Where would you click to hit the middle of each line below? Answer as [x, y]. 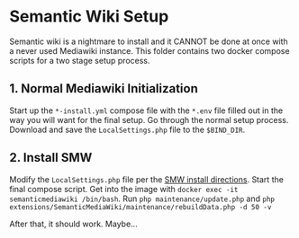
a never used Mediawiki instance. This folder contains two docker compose [149, 50]
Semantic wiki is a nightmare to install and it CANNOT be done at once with [149, 41]
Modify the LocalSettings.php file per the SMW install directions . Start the [146, 179]
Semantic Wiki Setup [89, 17]
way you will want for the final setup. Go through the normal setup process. [149, 119]
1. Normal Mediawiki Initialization [104, 88]
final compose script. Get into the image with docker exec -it [124, 189]
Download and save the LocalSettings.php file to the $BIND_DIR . [127, 129]
